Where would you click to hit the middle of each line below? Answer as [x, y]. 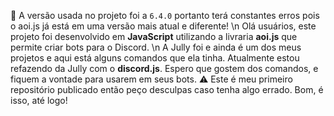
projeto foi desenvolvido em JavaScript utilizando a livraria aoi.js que [154, 36]
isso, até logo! [39, 100]
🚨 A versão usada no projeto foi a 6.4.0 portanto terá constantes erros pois [165, 15]
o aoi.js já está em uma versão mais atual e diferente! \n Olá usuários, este [163, 26]
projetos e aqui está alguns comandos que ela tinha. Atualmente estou [155, 58]
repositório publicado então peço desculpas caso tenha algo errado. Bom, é [167, 89]
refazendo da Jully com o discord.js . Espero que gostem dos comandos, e [164, 68]
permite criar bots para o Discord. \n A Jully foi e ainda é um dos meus [156, 47]
